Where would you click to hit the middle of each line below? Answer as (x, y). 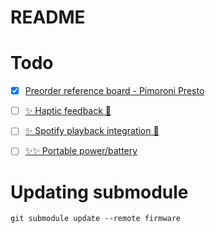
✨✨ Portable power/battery (81, 151)
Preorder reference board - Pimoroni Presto (114, 91)
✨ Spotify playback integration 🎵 (92, 131)
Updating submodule (99, 192)
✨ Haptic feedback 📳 (68, 111)
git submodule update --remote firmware (96, 219)
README (48, 17)
